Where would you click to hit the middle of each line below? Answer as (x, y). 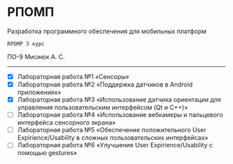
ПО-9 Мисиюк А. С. (36, 57)
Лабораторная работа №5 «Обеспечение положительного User (112, 130)
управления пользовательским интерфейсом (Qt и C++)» (103, 107)
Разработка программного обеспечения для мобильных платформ (107, 31)
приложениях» (39, 92)
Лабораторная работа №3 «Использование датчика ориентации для (119, 100)
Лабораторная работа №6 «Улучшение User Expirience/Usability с (115, 145)
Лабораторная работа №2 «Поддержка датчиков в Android (105, 84)
